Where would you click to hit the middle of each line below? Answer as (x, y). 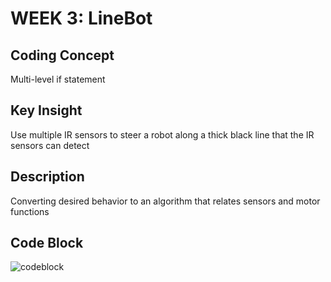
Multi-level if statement (58, 79)
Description (47, 177)
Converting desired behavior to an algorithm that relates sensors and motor (165, 201)
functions (30, 211)
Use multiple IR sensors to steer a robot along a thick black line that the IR (162, 134)
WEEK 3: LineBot (81, 18)
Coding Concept (62, 55)
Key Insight (46, 110)
